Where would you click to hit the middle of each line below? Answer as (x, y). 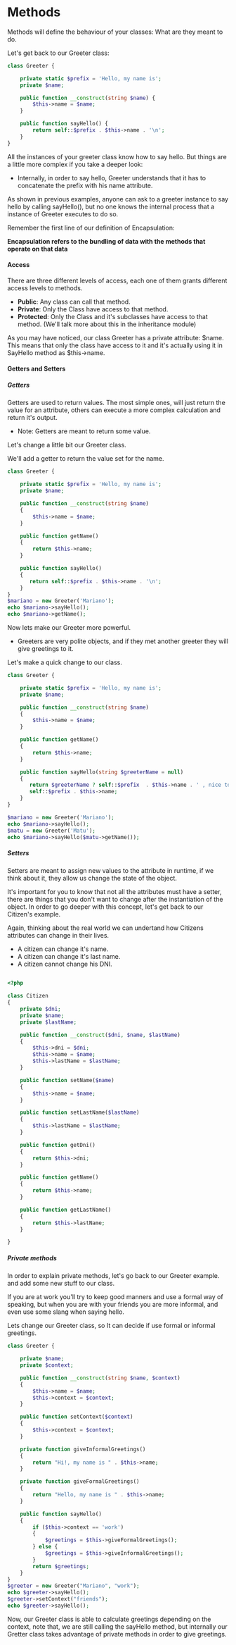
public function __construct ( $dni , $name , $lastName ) (100, 1035)
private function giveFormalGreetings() (80, 1482)
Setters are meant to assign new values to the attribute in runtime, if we (111, 871)
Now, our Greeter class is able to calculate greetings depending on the (109, 1619)
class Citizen (28, 996)
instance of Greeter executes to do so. (63, 214)
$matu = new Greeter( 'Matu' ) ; (52, 831)
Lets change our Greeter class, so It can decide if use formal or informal (111, 1326)
